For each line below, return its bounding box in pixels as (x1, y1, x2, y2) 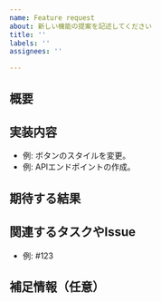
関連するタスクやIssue (9, 224, 137, 240)
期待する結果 (9, 190, 81, 206)
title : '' (9, 30, 47, 39)
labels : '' (9, 38, 51, 48)
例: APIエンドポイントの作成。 (22, 161, 136, 172)
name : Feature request (9, 13, 95, 23)
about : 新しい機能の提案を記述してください (9, 22, 152, 31)
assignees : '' (9, 47, 63, 56)
